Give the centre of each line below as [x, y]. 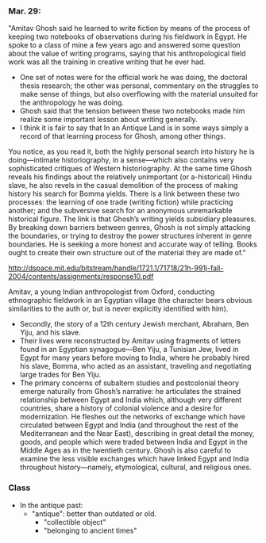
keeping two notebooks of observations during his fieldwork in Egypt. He [128, 36]
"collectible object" [75, 522]
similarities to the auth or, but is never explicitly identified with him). [118, 309]
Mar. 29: [25, 11]
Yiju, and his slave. [50, 333]
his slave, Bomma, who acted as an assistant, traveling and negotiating [135, 366]
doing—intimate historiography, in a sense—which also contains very [121, 160]
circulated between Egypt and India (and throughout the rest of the [129, 425]
